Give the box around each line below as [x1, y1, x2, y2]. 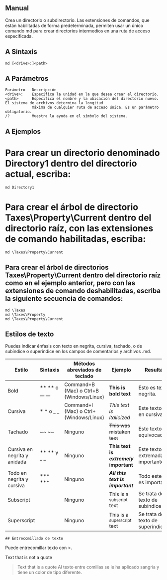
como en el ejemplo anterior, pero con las [5, 279, 136, 287]
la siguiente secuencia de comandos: [5, 294, 123, 303]
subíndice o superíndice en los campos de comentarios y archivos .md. [5, 349, 152, 355]
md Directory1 [5, 185, 35, 190]
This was [109, 422, 130, 429]
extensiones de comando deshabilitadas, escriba [5, 287, 161, 295]
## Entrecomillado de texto [5, 536, 64, 541]
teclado [75, 373, 93, 380]
